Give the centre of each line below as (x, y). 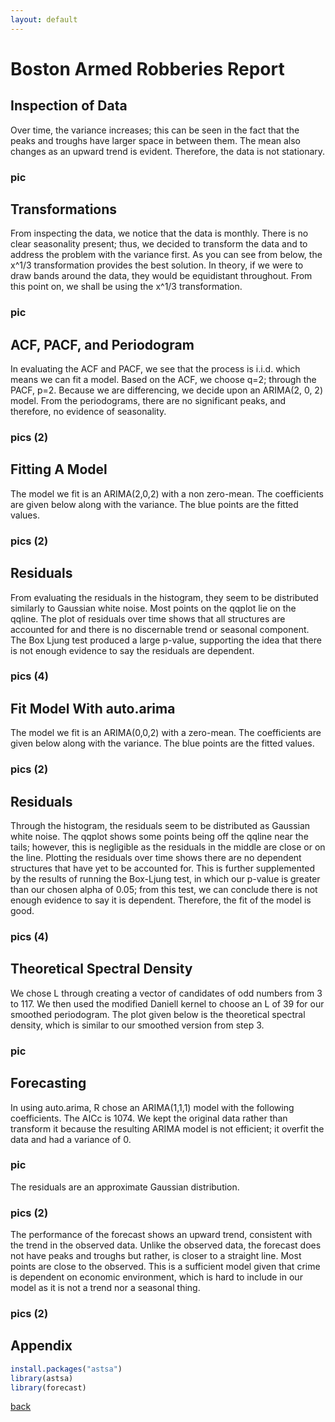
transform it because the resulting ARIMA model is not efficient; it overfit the (167, 1128)
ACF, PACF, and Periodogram (102, 344)
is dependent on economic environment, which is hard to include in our (156, 1277)
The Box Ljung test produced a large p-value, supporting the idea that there (166, 640)
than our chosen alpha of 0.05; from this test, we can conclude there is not (164, 890)
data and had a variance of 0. (71, 1139)
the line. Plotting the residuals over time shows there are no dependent (156, 858)
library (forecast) (48, 1387)
